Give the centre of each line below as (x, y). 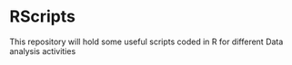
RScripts (42, 17)
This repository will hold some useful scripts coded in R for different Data (146, 42)
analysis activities (43, 51)
